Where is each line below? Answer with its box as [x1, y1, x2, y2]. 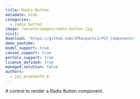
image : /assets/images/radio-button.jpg [5, 27, 93, 32]
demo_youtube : [5, 41, 36, 46]
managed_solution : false [5, 64, 58, 69]
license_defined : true [5, 60, 54, 65]
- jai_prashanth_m [10, 74, 50, 79]
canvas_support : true [5, 50, 52, 55]
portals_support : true [5, 55, 54, 60]
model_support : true [5, 45, 50, 51]
